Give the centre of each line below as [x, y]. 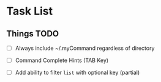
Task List [30, 11]
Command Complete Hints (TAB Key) [62, 60]
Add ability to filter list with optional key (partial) [77, 73]
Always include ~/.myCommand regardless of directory [85, 48]
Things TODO [33, 34]
